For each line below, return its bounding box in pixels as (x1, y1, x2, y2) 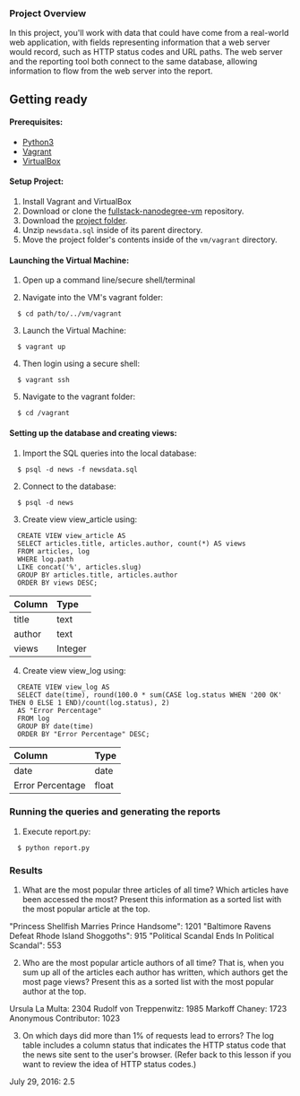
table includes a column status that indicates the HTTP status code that (21, 1039, 287, 1051)
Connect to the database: (21, 481, 116, 491)
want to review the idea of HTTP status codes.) (21, 1059, 197, 1070)
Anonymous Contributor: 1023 (9, 1013, 121, 1024)
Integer (56, 642, 87, 655)
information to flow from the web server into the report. (9, 65, 213, 76)
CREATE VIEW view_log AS (17, 683, 110, 692)
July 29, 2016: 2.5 (9, 1076, 75, 1087)
